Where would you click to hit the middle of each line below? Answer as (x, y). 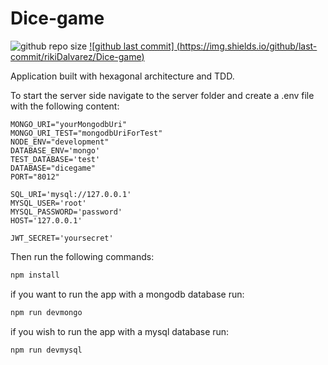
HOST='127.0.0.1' (46, 220)
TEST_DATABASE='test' (55, 159)
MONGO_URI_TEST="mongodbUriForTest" (86, 133)
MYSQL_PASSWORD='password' (66, 212)
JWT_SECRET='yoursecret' (62, 238)
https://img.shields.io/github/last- (248, 46)
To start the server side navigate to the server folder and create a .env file (162, 95)
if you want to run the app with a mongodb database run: (127, 294)
